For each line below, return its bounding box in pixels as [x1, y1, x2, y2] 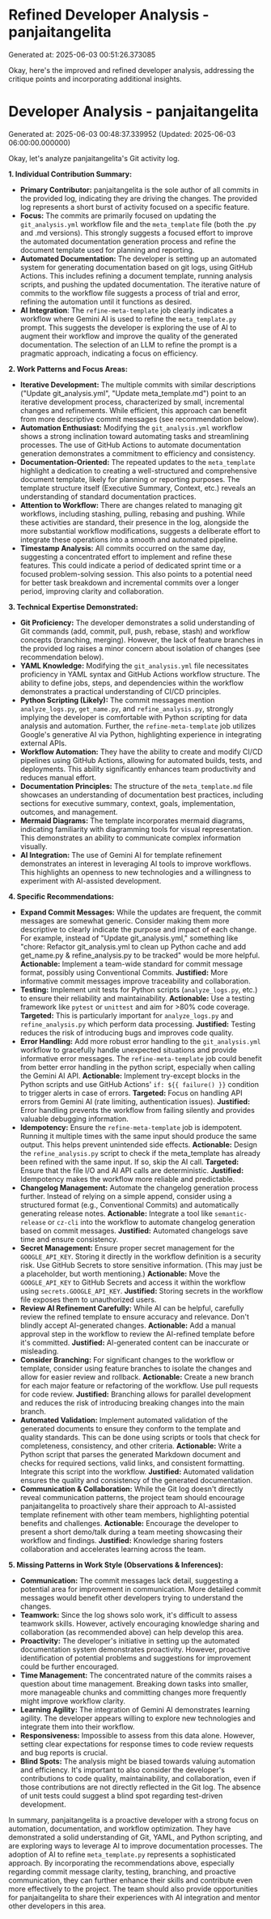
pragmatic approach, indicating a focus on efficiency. [19, 348, 198, 358]
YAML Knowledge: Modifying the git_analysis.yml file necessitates [19, 660, 249, 670]
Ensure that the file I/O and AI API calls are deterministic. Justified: [19, 1165, 244, 1175]
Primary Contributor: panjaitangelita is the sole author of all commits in [19, 185, 259, 194]
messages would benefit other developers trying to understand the [19, 1593, 244, 1602]
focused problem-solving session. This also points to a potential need [19, 569, 252, 578]
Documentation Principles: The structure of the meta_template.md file [19, 781, 253, 791]
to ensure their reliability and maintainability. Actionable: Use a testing [19, 993, 255, 1003]
